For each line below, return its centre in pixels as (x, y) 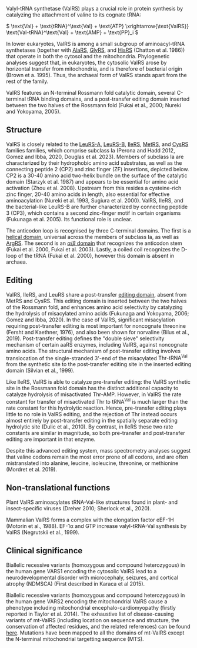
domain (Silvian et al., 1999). (40, 371)
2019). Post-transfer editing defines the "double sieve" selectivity (85, 338)
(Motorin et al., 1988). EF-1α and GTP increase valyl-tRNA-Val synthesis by (96, 526)
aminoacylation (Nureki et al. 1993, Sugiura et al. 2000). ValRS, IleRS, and (95, 200)
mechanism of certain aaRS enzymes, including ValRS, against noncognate (97, 344)
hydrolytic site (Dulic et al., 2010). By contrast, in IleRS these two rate (90, 427)
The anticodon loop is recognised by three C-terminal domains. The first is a (98, 230)
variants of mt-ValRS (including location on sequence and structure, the (93, 620)
